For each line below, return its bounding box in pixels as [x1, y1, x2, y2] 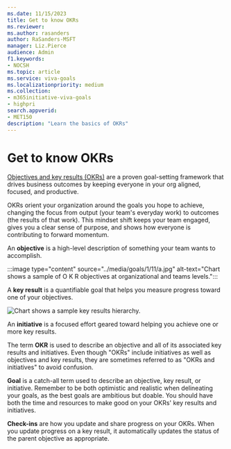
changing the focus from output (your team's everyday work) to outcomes [7, 209, 219, 217]
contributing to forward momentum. [7, 231, 110, 239]
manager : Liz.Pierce [7, 42, 67, 49]
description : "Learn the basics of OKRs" [7, 120, 129, 127]
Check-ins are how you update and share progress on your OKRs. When [7, 420, 215, 428]
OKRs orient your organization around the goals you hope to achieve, [7, 201, 205, 209]
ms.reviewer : [7, 23, 45, 30]
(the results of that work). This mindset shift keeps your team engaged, [7, 216, 210, 224]
